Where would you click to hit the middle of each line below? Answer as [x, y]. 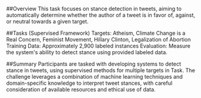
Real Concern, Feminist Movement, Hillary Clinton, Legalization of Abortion [98, 39]
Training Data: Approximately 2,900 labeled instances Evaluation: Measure [98, 46]
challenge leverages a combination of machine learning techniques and [94, 77]
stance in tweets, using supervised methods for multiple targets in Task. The [101, 70]
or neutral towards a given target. [47, 21]
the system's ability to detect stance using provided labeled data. [87, 52]
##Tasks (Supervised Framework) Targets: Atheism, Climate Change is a [96, 33]
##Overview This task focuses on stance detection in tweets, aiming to [94, 9]
